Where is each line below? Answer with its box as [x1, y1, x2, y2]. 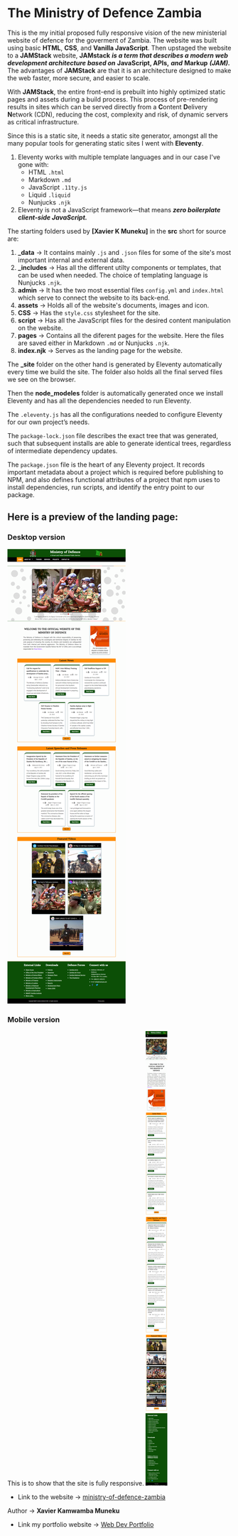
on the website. [17, 323, 63, 332]
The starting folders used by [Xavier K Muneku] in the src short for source [7, 227, 227, 235]
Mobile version [7, 1014, 60, 1024]
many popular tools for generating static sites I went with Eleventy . [7, 138, 204, 147]
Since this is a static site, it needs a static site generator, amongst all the [7, 131, 218, 140]
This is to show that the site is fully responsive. [7, 1478, 144, 1487]
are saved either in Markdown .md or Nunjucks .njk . [17, 339, 170, 347]
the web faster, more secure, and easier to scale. [7, 73, 151, 82]
